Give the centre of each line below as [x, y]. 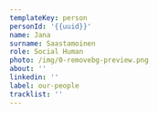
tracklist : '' [37, 94]
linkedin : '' [34, 77]
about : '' [28, 69]
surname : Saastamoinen [53, 43]
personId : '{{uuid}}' [51, 26]
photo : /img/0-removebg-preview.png [79, 60]
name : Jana [30, 35]
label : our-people [44, 86]
